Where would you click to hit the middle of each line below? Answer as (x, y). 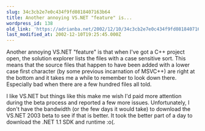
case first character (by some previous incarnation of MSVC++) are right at (101, 71)
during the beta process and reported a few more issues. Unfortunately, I (98, 103)
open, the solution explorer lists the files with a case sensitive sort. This (96, 58)
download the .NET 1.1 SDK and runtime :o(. (61, 122)
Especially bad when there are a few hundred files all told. (79, 84)
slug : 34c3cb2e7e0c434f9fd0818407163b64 (59, 12)
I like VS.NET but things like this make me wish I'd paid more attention (94, 96)
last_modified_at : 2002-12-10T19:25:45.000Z (64, 35)
